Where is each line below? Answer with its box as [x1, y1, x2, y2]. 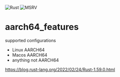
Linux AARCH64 [12, 46, 45, 53]
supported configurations [5, 37, 56, 43]
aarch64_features [5, 22, 79, 32]
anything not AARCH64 [12, 57, 59, 63]
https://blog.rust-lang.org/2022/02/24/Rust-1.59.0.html [5, 66, 115, 72]
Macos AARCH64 [12, 52, 48, 58]
